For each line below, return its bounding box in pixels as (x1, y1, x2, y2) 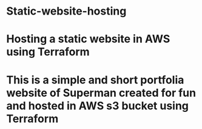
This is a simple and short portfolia (6, 73, 184, 86)
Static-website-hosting (6, 4, 127, 18)
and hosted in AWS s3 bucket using (6, 99, 189, 113)
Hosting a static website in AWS (6, 32, 170, 46)
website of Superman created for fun (6, 86, 196, 100)
